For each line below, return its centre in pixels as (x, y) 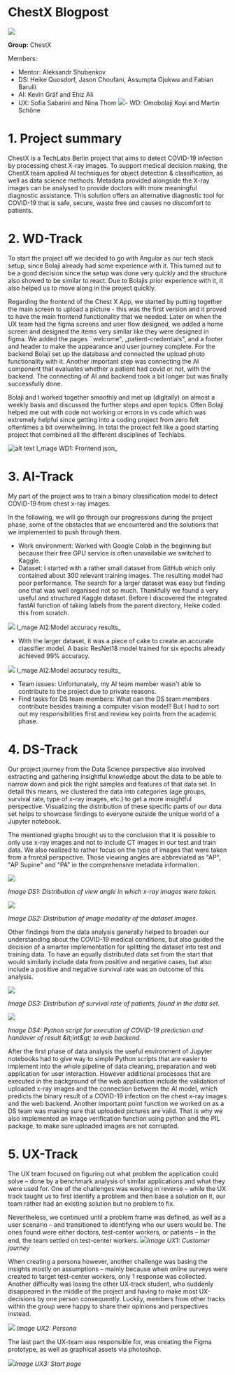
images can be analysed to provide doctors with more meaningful (102, 187)
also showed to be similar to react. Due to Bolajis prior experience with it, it (115, 280)
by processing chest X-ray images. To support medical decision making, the (118, 165)
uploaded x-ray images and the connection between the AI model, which (113, 1088)
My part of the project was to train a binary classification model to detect (113, 496)
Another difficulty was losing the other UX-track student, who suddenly (111, 1284)
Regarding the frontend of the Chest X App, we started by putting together (115, 301)
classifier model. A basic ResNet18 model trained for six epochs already (121, 648)
